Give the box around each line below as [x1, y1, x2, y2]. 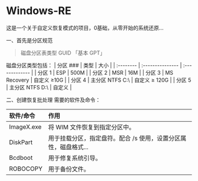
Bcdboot [9, 153, 33, 162]
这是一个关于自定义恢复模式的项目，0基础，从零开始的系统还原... [6, 24, 164, 31]
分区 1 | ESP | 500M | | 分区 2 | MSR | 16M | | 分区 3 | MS [37, 69, 174, 76]
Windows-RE [6, 4, 72, 18]
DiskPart [9, 138, 33, 146]
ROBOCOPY [9, 165, 43, 173]
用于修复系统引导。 [48, 154, 102, 162]
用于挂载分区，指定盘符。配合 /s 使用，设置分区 [48, 134, 181, 142]
